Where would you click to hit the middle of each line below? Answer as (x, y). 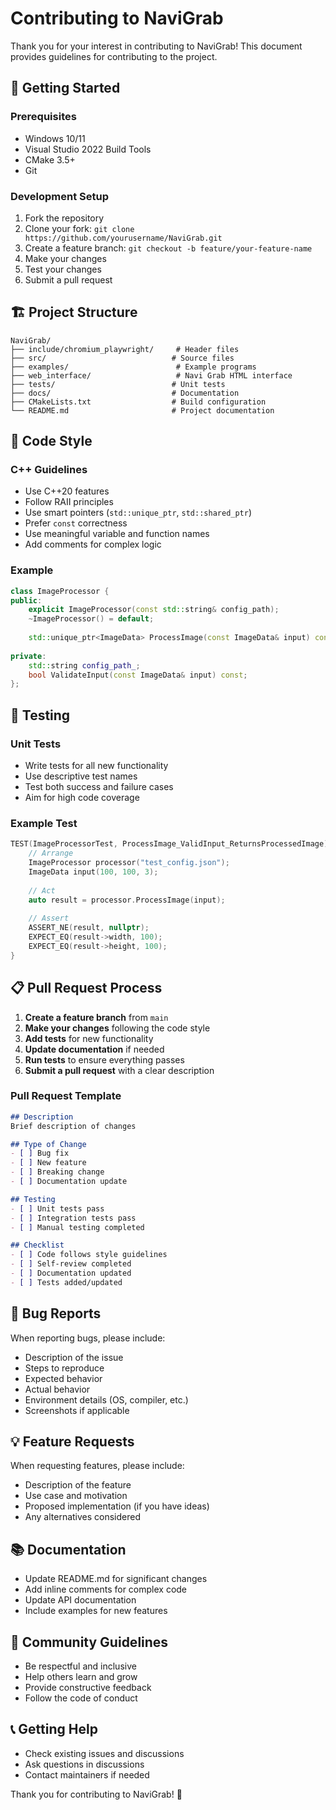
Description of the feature (78, 1485)
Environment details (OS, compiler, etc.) (106, 1399)
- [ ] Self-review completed (71, 1264)
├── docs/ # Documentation (125, 393)
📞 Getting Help (54, 1729)
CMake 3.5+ (50, 159)
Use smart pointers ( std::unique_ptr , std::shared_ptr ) (138, 513)
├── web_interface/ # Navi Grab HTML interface (151, 375)
